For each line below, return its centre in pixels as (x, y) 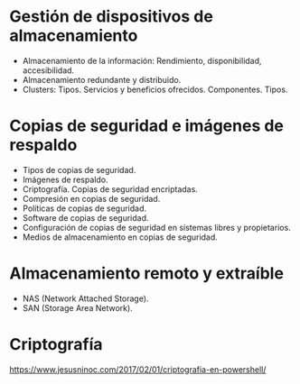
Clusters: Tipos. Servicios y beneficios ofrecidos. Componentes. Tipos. (155, 89)
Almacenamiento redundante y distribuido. (102, 79)
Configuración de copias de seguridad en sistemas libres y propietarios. (156, 227)
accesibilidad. (48, 70)
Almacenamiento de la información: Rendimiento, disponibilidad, (142, 60)
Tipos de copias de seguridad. (79, 169)
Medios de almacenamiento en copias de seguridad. (120, 237)
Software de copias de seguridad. (85, 217)
